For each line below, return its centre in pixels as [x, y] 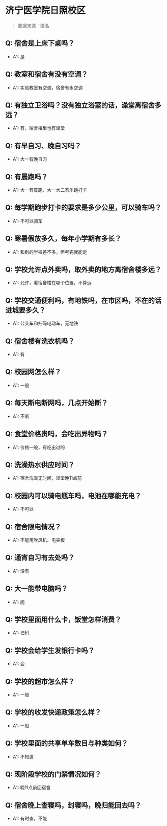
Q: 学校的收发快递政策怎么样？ [53, 712]
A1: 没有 [21, 571]
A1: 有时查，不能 [30, 818]
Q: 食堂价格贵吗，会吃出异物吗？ [57, 434]
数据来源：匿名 [33, 26]
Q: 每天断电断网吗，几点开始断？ [57, 403]
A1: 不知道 [23, 756]
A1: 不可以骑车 [27, 221]
